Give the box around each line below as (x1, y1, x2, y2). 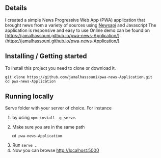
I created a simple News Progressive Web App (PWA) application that (5, 17, 146, 23)
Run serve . (12, 142, 37, 148)
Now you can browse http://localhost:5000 (12, 147, 99, 154)
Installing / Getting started (5, 52, 87, 60)
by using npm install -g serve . (12, 115, 76, 121)
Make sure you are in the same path (12, 124, 85, 130)
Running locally (5, 92, 54, 101)
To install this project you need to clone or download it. (5, 65, 116, 71)
